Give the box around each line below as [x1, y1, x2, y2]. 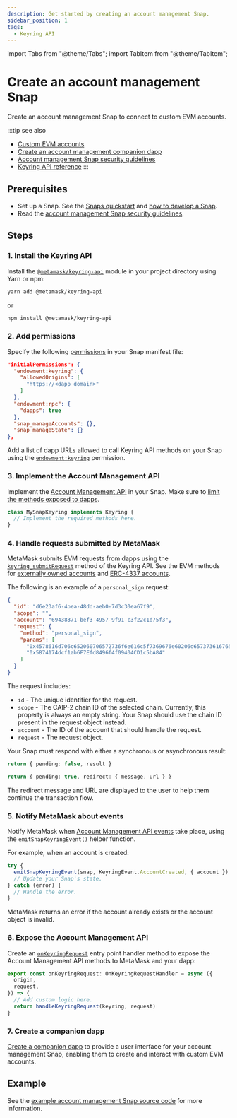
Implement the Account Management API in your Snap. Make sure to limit [7, 487, 220, 495]
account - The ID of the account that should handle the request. [17, 725, 202, 734]
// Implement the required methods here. [13, 515, 138, 522]
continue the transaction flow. [7, 793, 94, 802]
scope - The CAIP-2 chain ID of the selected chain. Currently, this [17, 702, 206, 711]
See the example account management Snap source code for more [7, 1096, 202, 1105]
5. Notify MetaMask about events [7, 811, 124, 820]
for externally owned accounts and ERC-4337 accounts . [7, 570, 171, 578]
